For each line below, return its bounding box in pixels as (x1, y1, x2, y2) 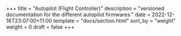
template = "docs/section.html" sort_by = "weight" (53, 17, 176, 24)
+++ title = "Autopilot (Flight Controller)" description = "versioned (6, 5, 165, 12)
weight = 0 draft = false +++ (6, 23, 75, 30)
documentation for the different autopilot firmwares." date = (6, 11, 151, 18)
